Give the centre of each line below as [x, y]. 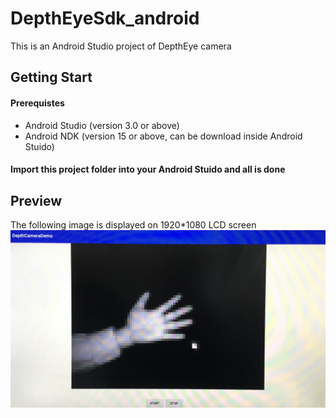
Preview [36, 200]
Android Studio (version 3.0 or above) [102, 125]
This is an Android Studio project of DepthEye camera [121, 46]
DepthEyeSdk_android [105, 18]
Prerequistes [37, 103]
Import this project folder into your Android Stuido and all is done [148, 169]
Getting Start [51, 77]
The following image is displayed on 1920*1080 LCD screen [133, 224]
